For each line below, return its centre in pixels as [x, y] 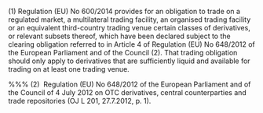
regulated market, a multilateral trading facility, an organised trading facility [130, 19]
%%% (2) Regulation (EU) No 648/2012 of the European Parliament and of [130, 84]
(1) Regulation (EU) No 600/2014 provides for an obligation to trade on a [124, 11]
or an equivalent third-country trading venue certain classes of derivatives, [130, 28]
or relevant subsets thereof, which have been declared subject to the [119, 36]
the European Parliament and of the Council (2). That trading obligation [123, 53]
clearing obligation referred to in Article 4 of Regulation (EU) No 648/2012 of [131, 44]
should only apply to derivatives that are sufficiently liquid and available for [129, 61]
